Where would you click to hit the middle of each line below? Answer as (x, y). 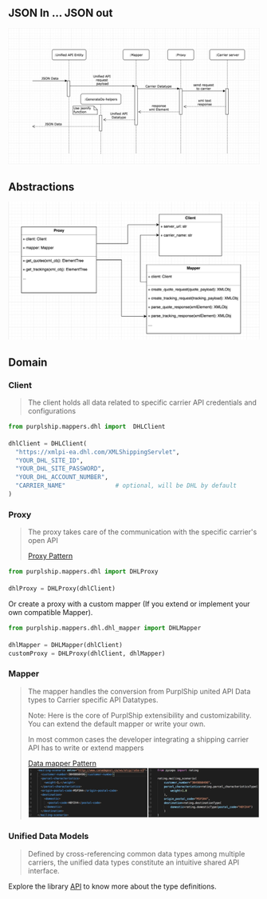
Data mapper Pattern (62, 763)
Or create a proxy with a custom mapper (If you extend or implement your (129, 604)
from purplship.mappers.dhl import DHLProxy (83, 572)
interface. (43, 870)
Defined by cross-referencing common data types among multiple (136, 853)
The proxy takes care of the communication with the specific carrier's (142, 532)
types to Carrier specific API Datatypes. (93, 700)
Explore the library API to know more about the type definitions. (112, 886)
